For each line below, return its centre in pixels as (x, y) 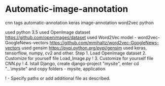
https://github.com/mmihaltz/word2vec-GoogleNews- (104, 42)
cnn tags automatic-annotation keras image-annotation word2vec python (80, 23)
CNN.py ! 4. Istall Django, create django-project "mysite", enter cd (72, 63)
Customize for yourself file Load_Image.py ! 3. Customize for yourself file (79, 58)
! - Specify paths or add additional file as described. (58, 78)
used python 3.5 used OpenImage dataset (48, 32)
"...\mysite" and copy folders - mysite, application (55, 69)
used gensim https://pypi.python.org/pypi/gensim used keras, (84, 48)
